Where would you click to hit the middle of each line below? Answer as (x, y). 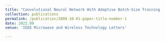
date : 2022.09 (20, 23)
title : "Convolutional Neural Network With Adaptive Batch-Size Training (83, 10)
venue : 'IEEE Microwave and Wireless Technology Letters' (66, 28)
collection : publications (32, 14)
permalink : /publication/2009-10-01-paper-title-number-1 (66, 19)
